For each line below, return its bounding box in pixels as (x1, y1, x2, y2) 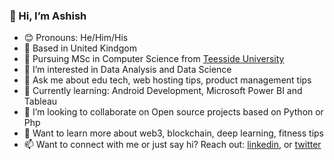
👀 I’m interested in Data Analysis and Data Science (23, 64, 232, 76)
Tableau (23, 95, 58, 108)
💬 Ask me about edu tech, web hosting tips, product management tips (23, 74, 312, 86)
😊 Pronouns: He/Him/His (23, 32, 129, 44)
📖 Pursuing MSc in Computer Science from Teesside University (23, 53, 285, 65)
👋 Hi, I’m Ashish (9, 9, 87, 23)
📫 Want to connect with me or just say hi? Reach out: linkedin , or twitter (23, 139, 322, 151)
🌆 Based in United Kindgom (23, 42, 137, 54)
